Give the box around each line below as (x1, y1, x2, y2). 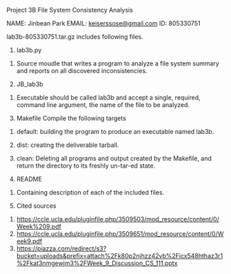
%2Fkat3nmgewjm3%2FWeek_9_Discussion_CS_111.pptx (16, 259, 178, 267)
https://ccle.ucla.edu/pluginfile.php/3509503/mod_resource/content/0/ (16, 215, 220, 223)
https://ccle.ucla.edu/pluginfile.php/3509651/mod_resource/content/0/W (16, 230, 224, 237)
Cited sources (16, 202, 57, 210)
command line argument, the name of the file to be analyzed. (16, 101, 190, 109)
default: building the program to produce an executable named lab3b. (16, 128, 214, 135)
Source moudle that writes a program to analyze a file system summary (16, 59, 220, 68)
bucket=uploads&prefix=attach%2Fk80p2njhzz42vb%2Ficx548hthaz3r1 (16, 252, 223, 260)
